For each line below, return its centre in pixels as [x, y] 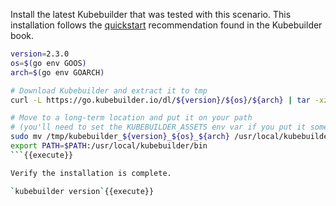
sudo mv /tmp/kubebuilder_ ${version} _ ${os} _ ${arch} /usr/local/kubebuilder [171, 137]
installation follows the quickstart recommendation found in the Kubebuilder [166, 25]
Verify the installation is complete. [91, 173]
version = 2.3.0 [40, 54]
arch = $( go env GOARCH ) [57, 72]
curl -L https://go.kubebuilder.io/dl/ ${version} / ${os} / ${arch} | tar [160, 100]
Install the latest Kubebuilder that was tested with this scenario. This [151, 14]
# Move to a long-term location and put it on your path [131, 118]
